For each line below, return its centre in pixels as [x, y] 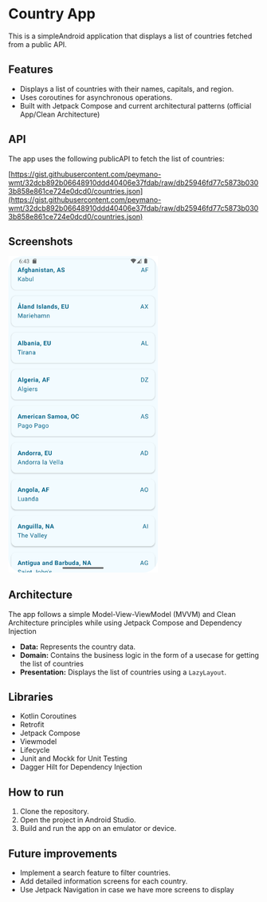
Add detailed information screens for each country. [104, 881]
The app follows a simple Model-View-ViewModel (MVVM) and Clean [122, 614]
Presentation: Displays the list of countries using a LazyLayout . [123, 672]
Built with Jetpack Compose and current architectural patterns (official [135, 105]
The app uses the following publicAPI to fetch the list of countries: [116, 158]
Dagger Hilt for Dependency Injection [81, 767]
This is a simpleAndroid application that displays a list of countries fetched [130, 36]
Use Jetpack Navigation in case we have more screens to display [127, 890]
